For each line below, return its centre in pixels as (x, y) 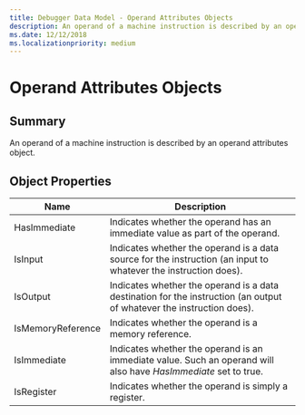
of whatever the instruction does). (182, 308)
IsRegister (35, 392)
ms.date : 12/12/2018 (49, 34)
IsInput (29, 259)
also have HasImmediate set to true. (186, 372)
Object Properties (60, 181)
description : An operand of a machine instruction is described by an (146, 26)
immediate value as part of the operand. (194, 234)
